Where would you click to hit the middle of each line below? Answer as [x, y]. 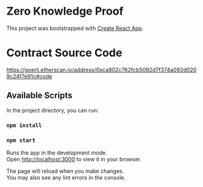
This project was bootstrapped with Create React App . [75, 28]
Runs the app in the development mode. [57, 152]
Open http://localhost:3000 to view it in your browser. [74, 159]
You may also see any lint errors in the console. [66, 177]
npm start [21, 140]
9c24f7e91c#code [29, 76]
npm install [24, 125]
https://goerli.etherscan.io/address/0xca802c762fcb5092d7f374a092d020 [101, 70]
